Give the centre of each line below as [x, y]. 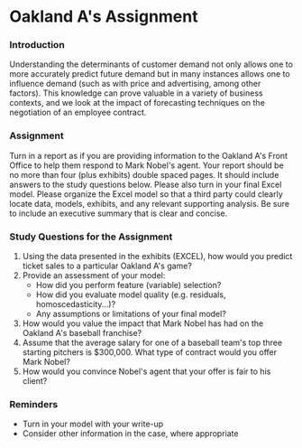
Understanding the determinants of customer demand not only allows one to [151, 64]
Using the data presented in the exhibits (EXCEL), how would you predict [157, 257]
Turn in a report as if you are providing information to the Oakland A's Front [149, 155]
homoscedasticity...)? [76, 304]
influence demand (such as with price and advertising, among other [135, 84]
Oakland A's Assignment [104, 17]
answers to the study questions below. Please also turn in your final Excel [146, 184]
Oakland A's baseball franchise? [82, 333]
